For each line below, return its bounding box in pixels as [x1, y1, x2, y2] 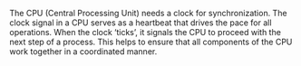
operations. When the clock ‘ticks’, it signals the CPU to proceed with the [9, 27, 281, 37]
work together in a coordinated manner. [9, 46, 158, 57]
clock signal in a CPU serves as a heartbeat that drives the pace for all [9, 17, 272, 28]
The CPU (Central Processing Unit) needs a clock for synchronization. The [9, 8, 287, 18]
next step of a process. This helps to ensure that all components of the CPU [9, 36, 293, 47]
